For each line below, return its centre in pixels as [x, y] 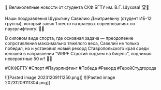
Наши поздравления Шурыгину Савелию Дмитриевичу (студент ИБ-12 [78, 18]
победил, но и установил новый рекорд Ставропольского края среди [77, 48]
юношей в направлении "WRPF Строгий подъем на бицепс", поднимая [78, 53]
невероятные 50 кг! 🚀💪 [29, 59]
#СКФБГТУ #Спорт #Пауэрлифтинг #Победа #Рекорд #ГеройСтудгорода [81, 68]
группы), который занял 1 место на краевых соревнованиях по [70, 23]
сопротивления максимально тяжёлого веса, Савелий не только [72, 43]
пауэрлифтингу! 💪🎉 [25, 29]
